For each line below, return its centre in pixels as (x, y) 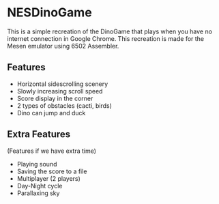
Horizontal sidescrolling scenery (62, 84)
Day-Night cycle (40, 186)
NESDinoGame (49, 13)
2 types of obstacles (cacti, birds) (64, 105)
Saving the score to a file (52, 171)
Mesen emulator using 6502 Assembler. (63, 46)
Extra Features (39, 134)
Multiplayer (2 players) (48, 178)
